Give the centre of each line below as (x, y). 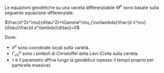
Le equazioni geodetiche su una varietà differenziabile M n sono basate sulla (82, 7)
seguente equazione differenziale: (39, 13)
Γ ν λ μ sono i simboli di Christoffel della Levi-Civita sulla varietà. (75, 54)
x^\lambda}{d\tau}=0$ (57, 27)
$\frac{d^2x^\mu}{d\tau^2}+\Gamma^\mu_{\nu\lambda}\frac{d (68, 22)
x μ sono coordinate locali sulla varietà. (51, 47)
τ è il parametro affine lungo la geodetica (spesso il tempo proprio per (83, 60)
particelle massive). (32, 65)
